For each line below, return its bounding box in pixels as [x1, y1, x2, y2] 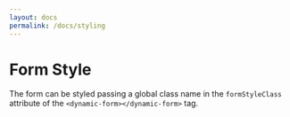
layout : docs [9, 12, 58, 22]
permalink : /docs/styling [9, 21, 105, 30]
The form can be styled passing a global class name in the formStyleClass [9, 89, 283, 99]
